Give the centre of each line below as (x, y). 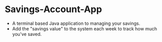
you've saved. (27, 34)
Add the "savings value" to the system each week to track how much (85, 28)
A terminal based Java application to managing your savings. (76, 23)
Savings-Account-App (53, 9)
